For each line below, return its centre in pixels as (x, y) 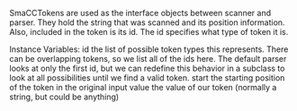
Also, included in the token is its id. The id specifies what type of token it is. (149, 32)
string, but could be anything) (64, 97)
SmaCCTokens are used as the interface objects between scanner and (140, 13)
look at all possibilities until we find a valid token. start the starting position (147, 78)
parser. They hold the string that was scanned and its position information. (147, 22)
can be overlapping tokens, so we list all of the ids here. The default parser (148, 59)
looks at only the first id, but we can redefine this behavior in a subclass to (147, 68)
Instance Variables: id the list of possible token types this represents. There (149, 49)
